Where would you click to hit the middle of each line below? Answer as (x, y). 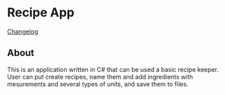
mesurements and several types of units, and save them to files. (98, 84)
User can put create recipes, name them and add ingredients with (100, 77)
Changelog (23, 31)
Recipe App (41, 13)
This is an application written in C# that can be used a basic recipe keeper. (113, 69)
